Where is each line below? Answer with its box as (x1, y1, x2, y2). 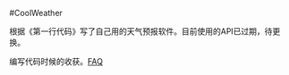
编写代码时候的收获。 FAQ (9, 56, 103, 66)
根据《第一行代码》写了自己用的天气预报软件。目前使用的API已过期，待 (9, 26, 273, 37)
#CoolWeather (9, 8, 63, 18)
